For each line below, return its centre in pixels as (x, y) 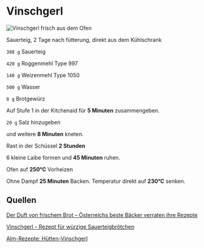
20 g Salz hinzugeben (33, 122)
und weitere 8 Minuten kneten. (45, 134)
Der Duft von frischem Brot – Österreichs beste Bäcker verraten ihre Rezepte (102, 215)
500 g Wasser (23, 87)
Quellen (21, 200)
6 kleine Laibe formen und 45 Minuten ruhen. (63, 157)
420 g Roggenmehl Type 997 (42, 63)
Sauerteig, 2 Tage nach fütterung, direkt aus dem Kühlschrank (84, 40)
